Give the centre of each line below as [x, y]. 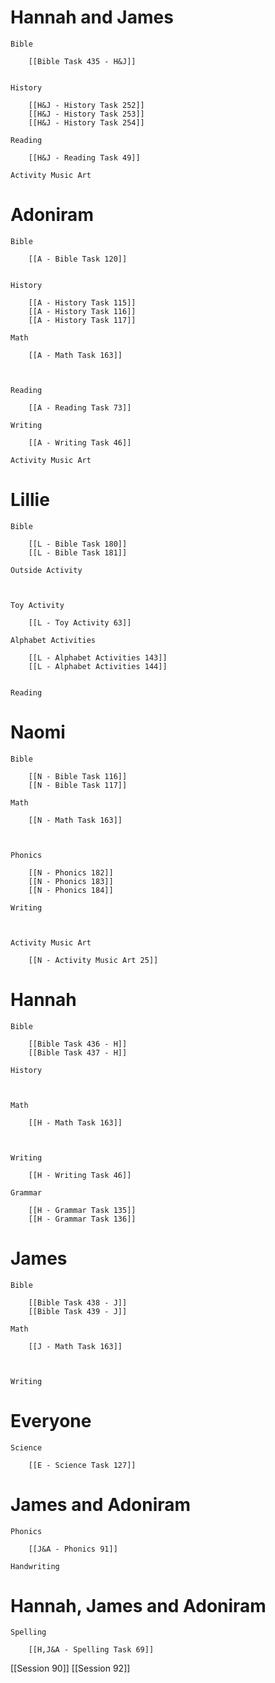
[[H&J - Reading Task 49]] [84, 157]
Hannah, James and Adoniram [138, 1605]
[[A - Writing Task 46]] [80, 442]
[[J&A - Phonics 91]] [73, 1549]
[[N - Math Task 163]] [75, 820]
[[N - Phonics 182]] [71, 872]
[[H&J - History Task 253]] [86, 114]
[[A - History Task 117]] [82, 320]
